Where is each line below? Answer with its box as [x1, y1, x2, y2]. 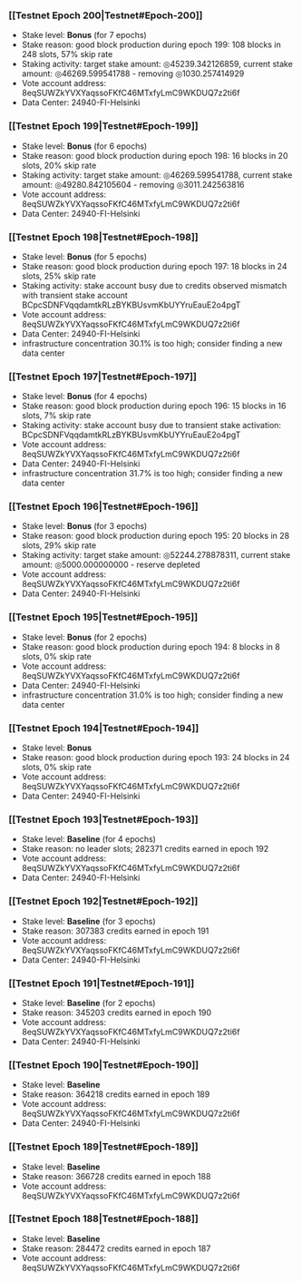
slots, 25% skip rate [21, 270, 97, 281]
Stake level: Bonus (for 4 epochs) [21, 391, 148, 402]
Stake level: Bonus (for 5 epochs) [21, 250, 147, 262]
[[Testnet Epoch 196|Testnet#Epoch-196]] [8, 500, 199, 513]
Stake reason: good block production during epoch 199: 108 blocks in [21, 39, 282, 50]
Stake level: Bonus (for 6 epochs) [21, 141, 148, 152]
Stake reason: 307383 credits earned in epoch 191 [21, 925, 209, 936]
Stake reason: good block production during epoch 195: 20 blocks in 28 [21, 531, 290, 542]
